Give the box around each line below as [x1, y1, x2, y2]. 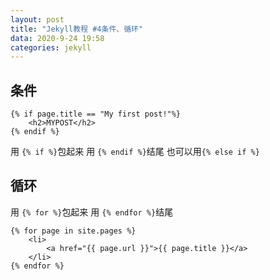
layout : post [10, 14, 65, 25]
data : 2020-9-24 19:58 [10, 33, 105, 43]
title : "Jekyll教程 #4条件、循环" [10, 24, 144, 34]
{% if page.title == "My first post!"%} [10, 109, 182, 120]
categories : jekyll [10, 42, 92, 53]
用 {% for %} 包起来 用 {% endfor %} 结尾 [10, 206, 174, 218]
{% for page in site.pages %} [10, 226, 137, 236]
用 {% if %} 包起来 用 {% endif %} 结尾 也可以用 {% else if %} [10, 146, 260, 158]
